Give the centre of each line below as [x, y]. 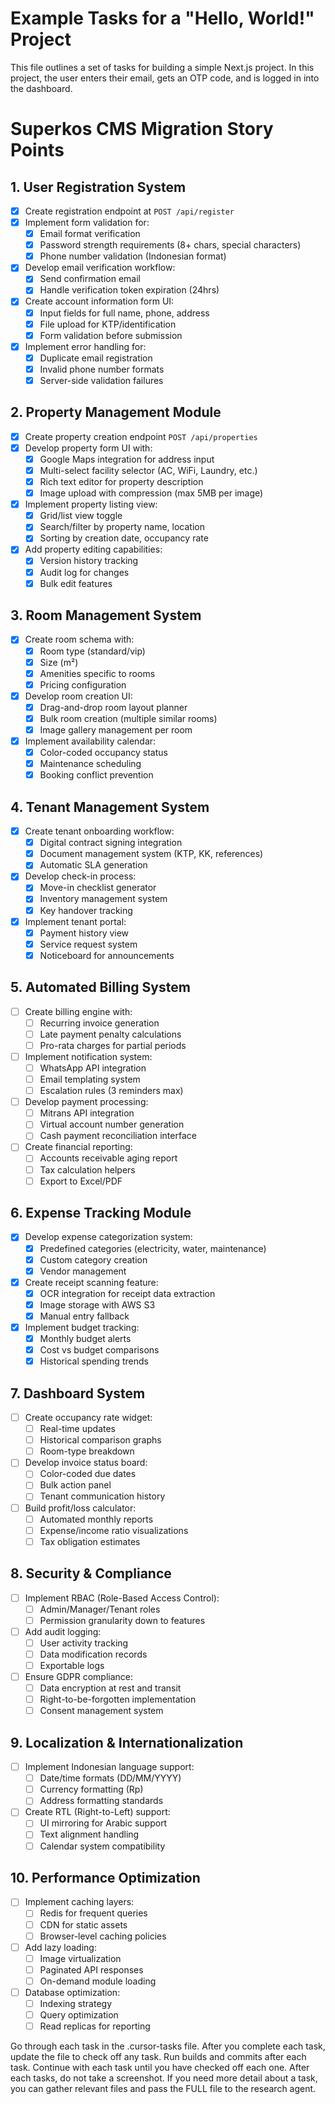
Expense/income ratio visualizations [114, 1530]
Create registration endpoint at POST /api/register [129, 211]
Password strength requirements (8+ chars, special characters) [170, 245]
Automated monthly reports [96, 1519]
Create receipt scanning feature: [91, 1282]
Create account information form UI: [99, 301]
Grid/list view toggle [81, 516]
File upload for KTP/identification [108, 324]
